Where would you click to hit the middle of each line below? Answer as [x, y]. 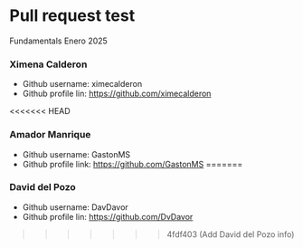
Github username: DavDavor [75, 207]
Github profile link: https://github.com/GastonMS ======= [133, 164]
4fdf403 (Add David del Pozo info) [231, 234]
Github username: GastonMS [76, 154]
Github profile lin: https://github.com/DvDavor [108, 216]
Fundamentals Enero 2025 [59, 41]
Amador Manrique [50, 135]
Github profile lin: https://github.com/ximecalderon [117, 94]
